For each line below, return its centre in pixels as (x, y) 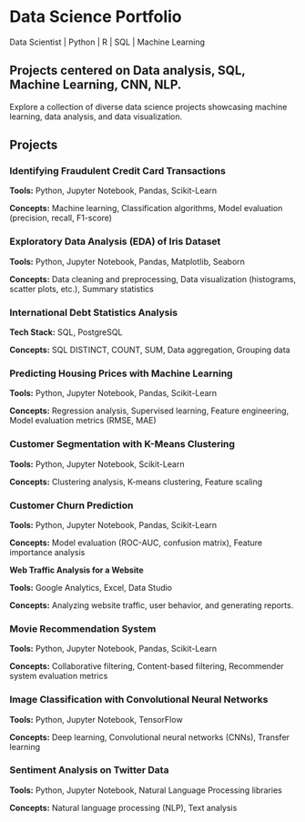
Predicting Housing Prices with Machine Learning (122, 373)
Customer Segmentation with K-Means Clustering (122, 444)
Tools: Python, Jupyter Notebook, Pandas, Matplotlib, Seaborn (127, 261)
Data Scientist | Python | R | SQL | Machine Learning (107, 42)
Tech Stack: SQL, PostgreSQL (66, 332)
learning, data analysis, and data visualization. (96, 117)
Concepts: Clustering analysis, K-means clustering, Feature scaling (136, 482)
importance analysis (47, 552)
